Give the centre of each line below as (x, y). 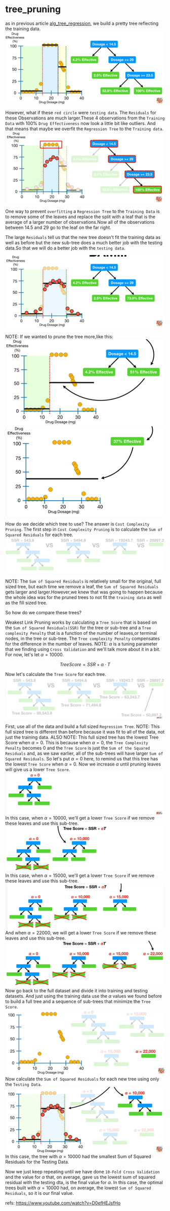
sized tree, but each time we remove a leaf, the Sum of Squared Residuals (82, 587)
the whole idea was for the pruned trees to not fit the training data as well (83, 597)
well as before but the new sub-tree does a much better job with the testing (84, 243)
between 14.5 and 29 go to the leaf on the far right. (58, 227)
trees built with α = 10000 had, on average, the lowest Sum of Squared (78, 1188)
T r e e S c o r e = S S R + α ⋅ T (85, 665)
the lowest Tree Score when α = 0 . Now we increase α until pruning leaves (83, 764)
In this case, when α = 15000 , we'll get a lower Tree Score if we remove (80, 876)
